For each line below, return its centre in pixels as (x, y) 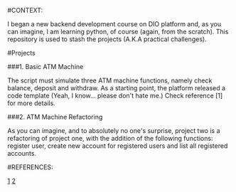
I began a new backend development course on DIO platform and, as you (114, 24)
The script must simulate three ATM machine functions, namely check (110, 80)
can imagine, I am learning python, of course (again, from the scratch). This (118, 32)
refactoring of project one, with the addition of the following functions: (110, 138)
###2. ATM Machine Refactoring (55, 117)
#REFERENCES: (30, 167)
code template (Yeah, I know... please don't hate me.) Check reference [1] (115, 96)
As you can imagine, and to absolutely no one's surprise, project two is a (114, 130)
